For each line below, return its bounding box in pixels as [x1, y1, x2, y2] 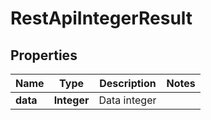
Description [99, 77, 157, 90]
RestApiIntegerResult [10, 7, 193, 30]
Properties [10, 47, 78, 64]
